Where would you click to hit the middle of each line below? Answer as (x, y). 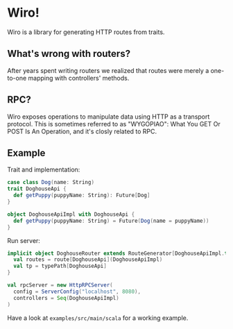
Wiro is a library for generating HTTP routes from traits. (86, 32)
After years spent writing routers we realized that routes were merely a (108, 70)
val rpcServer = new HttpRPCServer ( (60, 285)
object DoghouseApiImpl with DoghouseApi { (71, 214)
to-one (17, 78)
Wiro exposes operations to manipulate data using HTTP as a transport (109, 117)
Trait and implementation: (44, 170)
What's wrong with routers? (69, 54)
